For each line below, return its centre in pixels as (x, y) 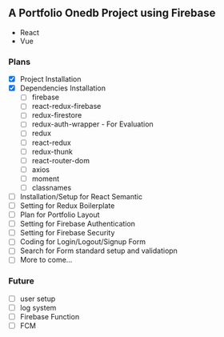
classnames (52, 187)
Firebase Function (50, 316)
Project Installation (50, 79)
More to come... (46, 260)
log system (38, 307)
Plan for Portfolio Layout (60, 215)
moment (46, 179)
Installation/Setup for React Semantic (81, 196)
